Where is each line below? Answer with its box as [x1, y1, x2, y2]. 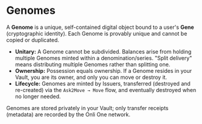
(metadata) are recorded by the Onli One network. [6, 111, 131, 118]
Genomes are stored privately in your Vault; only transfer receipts [6, 104, 169, 111]
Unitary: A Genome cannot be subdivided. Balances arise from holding [14, 48, 192, 55]
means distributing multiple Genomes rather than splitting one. [14, 61, 171, 68]
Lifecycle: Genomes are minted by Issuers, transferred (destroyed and [14, 79, 191, 87]
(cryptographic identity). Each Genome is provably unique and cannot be [6, 29, 188, 37]
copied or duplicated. [6, 36, 60, 43]
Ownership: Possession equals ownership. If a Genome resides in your [14, 67, 192, 74]
